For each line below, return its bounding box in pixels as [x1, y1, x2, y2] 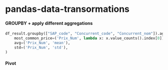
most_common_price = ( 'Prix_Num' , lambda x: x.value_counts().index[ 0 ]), [14, 36, 166, 41]
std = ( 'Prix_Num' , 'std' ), [14, 45, 68, 50]
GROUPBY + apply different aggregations [5, 20, 93, 26]
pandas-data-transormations [5, 3, 130, 15]
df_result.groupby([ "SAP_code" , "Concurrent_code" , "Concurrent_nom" [5, 31, 153, 36]
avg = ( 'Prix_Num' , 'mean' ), [14, 41, 70, 46]
